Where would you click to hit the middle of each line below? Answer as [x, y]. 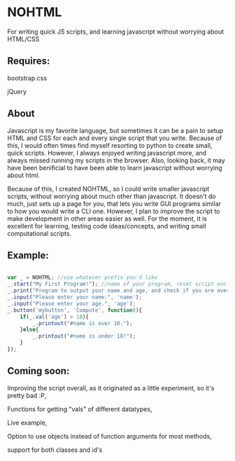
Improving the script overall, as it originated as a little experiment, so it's [111, 388]
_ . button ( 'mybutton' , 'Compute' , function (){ [74, 310]
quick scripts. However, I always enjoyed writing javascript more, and [107, 153]
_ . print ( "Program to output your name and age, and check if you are [111, 291]
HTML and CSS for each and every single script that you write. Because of [115, 138]
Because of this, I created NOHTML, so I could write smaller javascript [108, 188]
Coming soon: [38, 371]
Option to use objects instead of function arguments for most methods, [109, 436]
